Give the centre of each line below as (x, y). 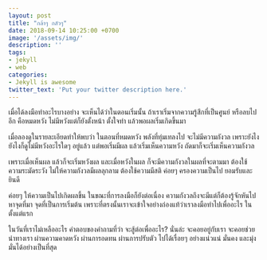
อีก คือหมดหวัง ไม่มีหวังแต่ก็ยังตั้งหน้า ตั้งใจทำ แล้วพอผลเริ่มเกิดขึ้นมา (97, 121)
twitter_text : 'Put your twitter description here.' (98, 89)
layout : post (30, 16)
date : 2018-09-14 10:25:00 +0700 (64, 30)
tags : (17, 52)
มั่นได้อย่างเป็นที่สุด (33, 247)
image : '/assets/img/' (46, 38)
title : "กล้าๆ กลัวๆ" (38, 23)
